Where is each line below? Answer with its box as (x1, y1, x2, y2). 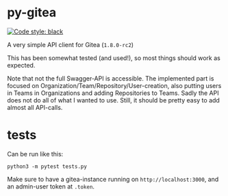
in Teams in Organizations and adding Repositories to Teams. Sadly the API (7, 89, 219, 97)
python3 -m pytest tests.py (7, 163, 88, 170)
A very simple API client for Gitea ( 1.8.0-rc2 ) (7, 40, 134, 48)
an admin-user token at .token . (7, 182, 94, 191)
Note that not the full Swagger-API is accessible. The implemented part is (7, 74, 214, 83)
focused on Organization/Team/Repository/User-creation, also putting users (7, 81, 222, 89)
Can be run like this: (7, 150, 64, 158)
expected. (7, 61, 36, 69)
